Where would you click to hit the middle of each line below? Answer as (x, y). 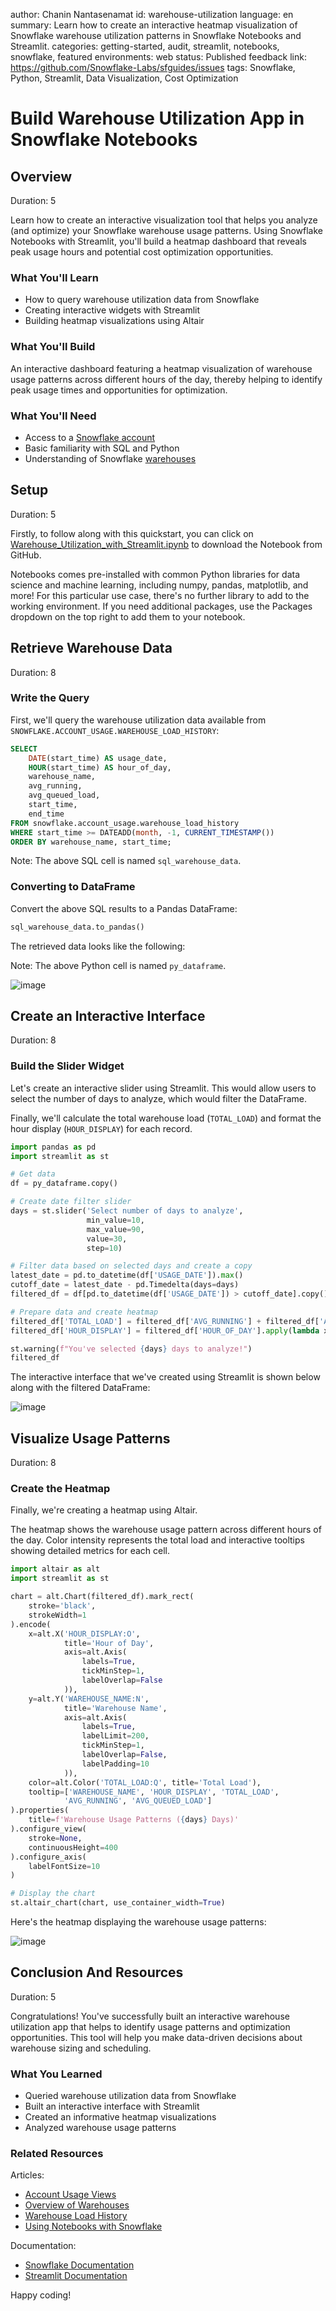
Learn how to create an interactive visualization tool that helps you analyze (164, 220)
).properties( (40, 1810)
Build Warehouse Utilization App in (157, 118)
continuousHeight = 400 (73, 1847)
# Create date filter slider (71, 1202)
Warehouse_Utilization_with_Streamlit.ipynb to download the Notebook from (166, 544)
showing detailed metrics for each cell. (90, 1551)
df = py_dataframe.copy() (64, 1184)
